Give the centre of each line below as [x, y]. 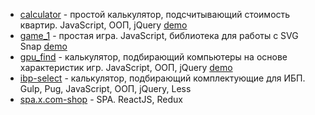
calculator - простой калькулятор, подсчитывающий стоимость [155, 14]
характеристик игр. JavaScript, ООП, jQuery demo [126, 67]
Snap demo [43, 46]
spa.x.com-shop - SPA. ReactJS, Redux [101, 99]
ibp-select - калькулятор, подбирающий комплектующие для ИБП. [162, 78]
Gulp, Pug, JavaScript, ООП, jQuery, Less [105, 88]
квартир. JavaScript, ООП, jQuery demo [103, 25]
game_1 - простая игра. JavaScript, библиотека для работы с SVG [159, 35]
